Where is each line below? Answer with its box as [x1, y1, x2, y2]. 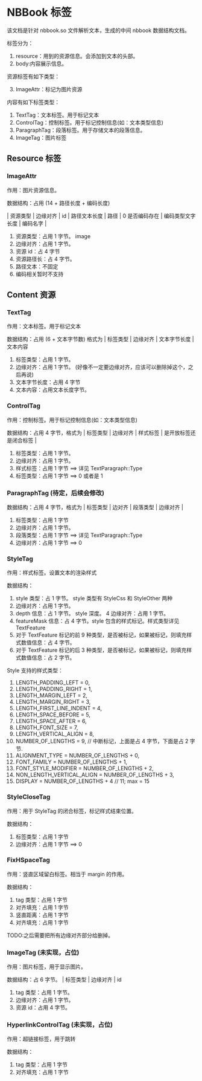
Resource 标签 [7, 154, 62, 164]
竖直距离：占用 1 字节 [15, 911, 69, 918]
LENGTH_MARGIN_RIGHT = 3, [15, 698, 91, 706]
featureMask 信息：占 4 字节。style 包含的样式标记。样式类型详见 [15, 617, 180, 625]
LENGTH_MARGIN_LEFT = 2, [15, 692, 88, 699]
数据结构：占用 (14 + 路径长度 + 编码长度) [7, 199, 110, 206]
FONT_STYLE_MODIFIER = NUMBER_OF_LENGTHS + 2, [15, 765, 154, 772]
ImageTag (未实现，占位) [7, 948, 80, 956]
